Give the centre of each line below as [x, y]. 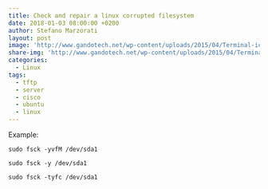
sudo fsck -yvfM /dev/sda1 [53, 149]
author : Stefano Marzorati [53, 30]
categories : [28, 61]
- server [30, 90]
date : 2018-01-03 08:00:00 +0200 [64, 23]
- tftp [26, 82]
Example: [24, 135]
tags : [17, 75]
